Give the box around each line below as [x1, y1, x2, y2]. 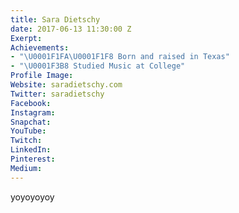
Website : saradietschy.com [10, 80, 123, 90]
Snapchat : [10, 117, 52, 127]
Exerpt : [10, 33, 43, 43]
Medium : [10, 163, 43, 173]
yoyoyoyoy [10, 191, 55, 203]
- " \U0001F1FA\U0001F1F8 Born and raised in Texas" [10, 52, 230, 62]
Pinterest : [10, 154, 56, 164]
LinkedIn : [10, 145, 52, 155]
